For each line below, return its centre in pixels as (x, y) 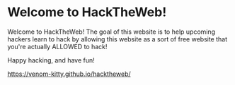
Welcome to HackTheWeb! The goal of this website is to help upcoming (111, 32)
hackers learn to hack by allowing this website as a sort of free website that (117, 39)
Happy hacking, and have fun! (51, 60)
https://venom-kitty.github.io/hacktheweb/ (69, 74)
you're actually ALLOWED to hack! (57, 46)
